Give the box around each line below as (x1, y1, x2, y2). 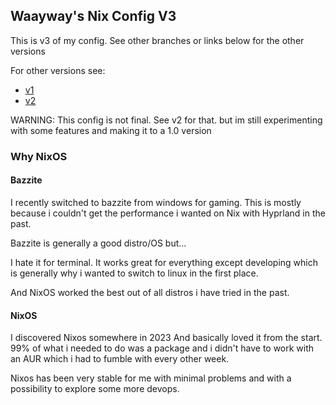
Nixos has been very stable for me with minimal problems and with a (10, 372, 292, 384)
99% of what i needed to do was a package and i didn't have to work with (10, 342, 315, 354)
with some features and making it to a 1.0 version (10, 124, 212, 136)
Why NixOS (10, 149, 68, 163)
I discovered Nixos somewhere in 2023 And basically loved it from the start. (10, 332, 323, 344)
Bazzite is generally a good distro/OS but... (10, 237, 187, 249)
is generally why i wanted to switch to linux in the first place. (10, 267, 259, 279)
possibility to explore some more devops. (10, 383, 180, 395)
